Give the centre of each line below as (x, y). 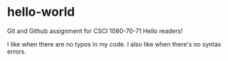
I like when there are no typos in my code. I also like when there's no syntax (114, 44)
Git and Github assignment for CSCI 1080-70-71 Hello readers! (95, 31)
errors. (16, 51)
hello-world (41, 12)
